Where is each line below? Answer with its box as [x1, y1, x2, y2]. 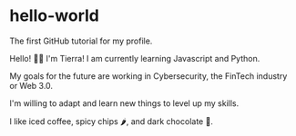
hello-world [9, 5, 100, 26]
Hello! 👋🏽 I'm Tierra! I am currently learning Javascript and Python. [9, 53, 260, 63]
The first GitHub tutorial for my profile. [9, 35, 153, 46]
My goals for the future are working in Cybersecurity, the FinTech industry [9, 70, 288, 82]
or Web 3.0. [9, 80, 53, 91]
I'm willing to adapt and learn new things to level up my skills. [9, 97, 240, 109]
